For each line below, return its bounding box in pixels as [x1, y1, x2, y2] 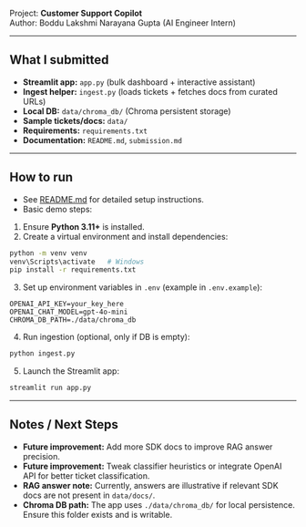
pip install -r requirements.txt [9, 265, 137, 274]
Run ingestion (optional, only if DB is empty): [22, 332, 190, 343]
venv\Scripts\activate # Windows [9, 257, 145, 266]
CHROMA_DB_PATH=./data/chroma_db [9, 315, 137, 325]
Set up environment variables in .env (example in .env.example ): [22, 282, 262, 293]
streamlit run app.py [9, 383, 92, 393]
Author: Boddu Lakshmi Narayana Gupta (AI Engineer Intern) [9, 17, 237, 28]
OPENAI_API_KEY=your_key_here [9, 300, 125, 309]
